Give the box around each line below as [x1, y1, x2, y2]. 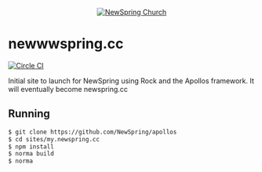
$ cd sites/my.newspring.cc [8, 135, 100, 143]
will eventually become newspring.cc [8, 84, 128, 93]
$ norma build [8, 150, 55, 158]
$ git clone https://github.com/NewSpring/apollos [8, 128, 177, 136]
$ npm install [8, 142, 55, 151]
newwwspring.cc [8, 35, 124, 53]
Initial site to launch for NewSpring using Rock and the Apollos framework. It [8, 75, 255, 86]
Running [8, 107, 51, 121]
